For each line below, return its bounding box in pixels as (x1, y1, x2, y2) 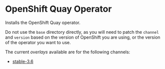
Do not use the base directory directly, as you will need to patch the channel (5, 29, 159, 35)
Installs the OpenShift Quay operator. (5, 20, 81, 25)
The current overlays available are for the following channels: (5, 49, 130, 55)
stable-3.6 (12, 58, 34, 64)
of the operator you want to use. (5, 39, 71, 45)
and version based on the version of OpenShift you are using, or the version (5, 34, 161, 40)
